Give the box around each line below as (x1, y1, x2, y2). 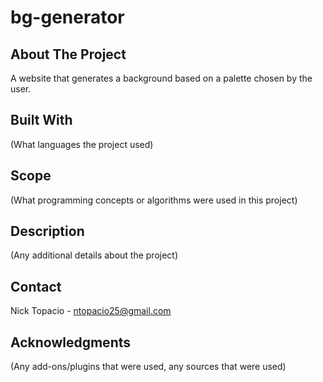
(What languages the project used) (10, 138, 154, 150)
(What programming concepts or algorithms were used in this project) (10, 194, 298, 206)
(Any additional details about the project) (10, 249, 179, 261)
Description (10, 223, 85, 240)
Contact (10, 278, 62, 295)
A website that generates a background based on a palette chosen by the (10, 72, 313, 84)
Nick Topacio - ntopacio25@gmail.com (10, 305, 172, 317)
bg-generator (10, 6, 125, 29)
